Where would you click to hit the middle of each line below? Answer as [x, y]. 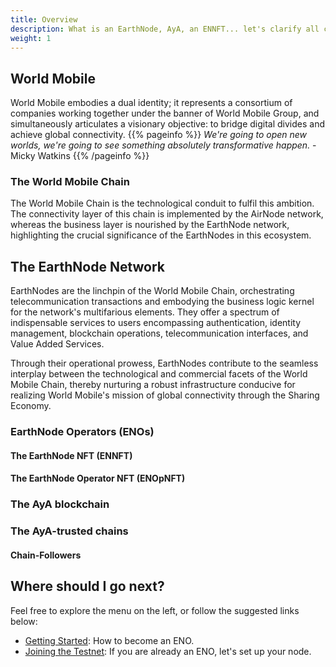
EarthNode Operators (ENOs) [82, 432]
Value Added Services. [57, 344]
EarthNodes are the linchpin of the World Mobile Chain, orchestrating [152, 291]
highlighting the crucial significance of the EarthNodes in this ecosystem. [161, 235]
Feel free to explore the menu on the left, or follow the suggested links [155, 610]
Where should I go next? [87, 586]
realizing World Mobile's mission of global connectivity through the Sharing [165, 395]
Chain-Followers [46, 555]
